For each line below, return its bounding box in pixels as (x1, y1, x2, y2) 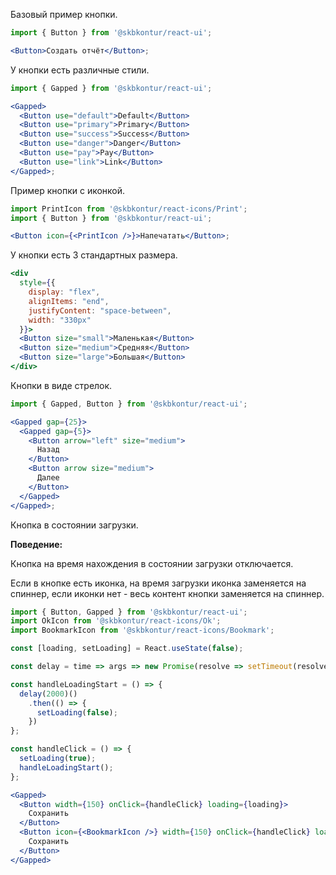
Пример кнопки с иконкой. (10, 184, 126, 196)
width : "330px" (28, 315, 92, 325)
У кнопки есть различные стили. (10, 64, 150, 76)
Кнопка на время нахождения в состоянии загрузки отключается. (10, 557, 294, 569)
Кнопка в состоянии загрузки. (10, 519, 139, 531)
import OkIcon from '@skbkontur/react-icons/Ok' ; (10, 616, 222, 626)
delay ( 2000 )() (19, 689, 78, 699)
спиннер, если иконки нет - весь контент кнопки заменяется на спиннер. (10, 587, 325, 599)
